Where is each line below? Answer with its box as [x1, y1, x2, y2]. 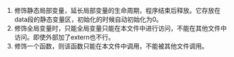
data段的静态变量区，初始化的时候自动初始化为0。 [14, 15, 163, 24]
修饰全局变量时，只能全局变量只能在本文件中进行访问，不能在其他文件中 [14, 24, 227, 32]
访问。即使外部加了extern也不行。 [14, 33, 115, 41]
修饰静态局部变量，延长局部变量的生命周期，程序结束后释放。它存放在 [14, 6, 221, 14]
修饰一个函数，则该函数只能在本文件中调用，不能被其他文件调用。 [14, 42, 208, 50]
